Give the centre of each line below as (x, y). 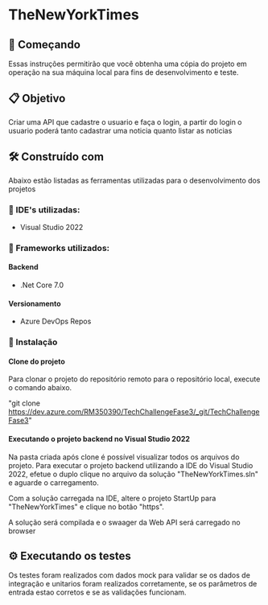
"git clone (25, 403)
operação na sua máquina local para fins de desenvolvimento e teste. (124, 72)
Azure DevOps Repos (56, 321)
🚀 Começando (44, 45)
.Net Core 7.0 (42, 285)
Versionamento (35, 303)
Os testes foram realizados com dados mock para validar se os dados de (130, 575)
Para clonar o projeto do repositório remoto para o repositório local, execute (134, 379)
